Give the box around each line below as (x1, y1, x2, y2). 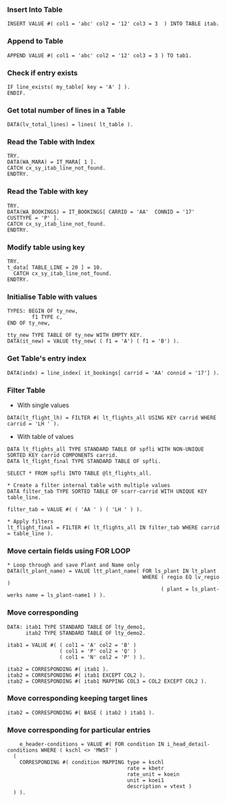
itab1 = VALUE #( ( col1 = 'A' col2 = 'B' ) (7, 641, 137, 648)
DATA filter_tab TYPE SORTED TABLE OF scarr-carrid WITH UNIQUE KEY (7, 488, 207, 495)
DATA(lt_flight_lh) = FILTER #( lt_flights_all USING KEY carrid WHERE (7, 414, 216, 421)
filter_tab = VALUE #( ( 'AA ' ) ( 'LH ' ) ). (7, 506, 143, 513)
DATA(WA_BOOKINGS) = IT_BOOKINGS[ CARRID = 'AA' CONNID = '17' (7, 208, 195, 215)
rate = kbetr (126, 765, 165, 772)
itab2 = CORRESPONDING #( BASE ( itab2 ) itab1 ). (7, 709, 155, 716)
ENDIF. (7, 90, 26, 96)
